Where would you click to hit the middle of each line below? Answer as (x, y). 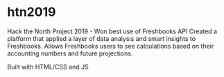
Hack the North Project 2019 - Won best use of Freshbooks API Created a (112, 31)
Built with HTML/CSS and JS (48, 67)
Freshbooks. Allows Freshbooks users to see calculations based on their (111, 46)
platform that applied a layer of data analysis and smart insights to (102, 38)
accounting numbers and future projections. (70, 53)
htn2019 (32, 12)
